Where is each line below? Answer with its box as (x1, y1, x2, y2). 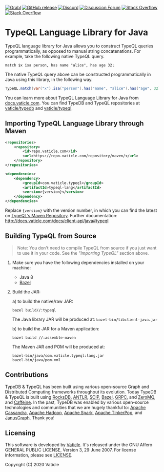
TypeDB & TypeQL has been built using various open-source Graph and (5, 384, 149, 390)
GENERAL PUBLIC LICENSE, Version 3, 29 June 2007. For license (5, 447, 136, 453)
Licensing (5, 429, 36, 437)
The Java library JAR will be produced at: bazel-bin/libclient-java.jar (12, 316, 158, 322)
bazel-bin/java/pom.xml (12, 357, 61, 362)
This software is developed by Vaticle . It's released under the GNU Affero (5, 442, 153, 448)
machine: (12, 265, 31, 270)
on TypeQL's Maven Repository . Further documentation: (5, 213, 118, 218)
